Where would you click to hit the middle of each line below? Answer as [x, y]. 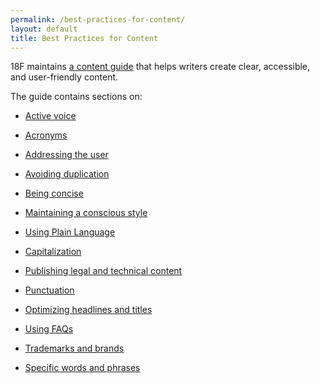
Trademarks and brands [74, 348]
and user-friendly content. [64, 77]
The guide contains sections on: [76, 97]
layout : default [44, 29]
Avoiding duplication [67, 174]
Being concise [54, 193]
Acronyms [46, 135]
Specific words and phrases [82, 368]
